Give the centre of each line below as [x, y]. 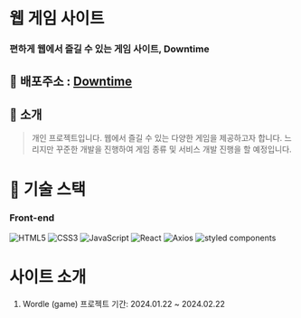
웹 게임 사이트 [57, 19]
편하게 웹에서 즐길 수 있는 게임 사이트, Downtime [109, 49]
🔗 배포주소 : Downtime [71, 81]
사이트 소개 [48, 277]
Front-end [32, 218]
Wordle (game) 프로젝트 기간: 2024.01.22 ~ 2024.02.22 [124, 304]
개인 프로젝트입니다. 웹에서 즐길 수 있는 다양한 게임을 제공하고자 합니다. [157, 138]
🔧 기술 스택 [47, 189]
